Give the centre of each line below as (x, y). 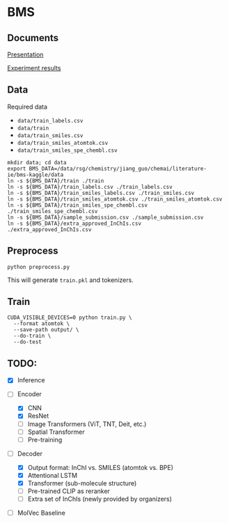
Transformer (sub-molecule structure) (82, 483)
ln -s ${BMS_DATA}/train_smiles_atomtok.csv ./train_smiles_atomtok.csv (115, 199)
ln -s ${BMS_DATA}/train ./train (56, 181)
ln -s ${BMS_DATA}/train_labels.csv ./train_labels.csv (90, 187)
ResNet (38, 416)
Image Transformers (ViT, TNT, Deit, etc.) (87, 424)
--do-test (27, 342)
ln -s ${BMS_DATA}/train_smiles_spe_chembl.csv (78, 205)
